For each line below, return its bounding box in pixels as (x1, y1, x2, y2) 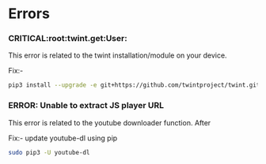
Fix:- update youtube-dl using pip (8, 133, 118, 143)
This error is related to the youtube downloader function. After (8, 117, 211, 127)
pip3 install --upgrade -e (8, 81, 97, 89)
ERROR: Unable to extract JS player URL (8, 100, 165, 111)
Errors (8, 5, 50, 23)
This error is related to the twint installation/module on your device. (8, 50, 227, 60)
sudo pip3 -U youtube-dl (8, 148, 90, 156)
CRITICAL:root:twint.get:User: (8, 33, 128, 44)
